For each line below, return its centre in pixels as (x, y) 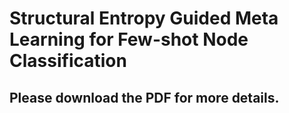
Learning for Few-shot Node (129, 39)
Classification (68, 61)
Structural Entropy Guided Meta (144, 18)
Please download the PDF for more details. (144, 97)
